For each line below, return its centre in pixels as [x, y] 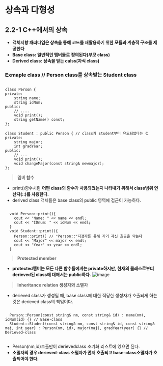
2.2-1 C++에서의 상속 [36, 30]
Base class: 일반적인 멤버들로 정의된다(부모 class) [61, 55]
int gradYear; [28, 146]
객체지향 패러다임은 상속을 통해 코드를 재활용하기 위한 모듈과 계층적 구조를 [82, 42]
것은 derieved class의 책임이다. [43, 302]
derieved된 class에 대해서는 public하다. [52, 275]
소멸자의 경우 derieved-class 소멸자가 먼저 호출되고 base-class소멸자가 [82, 353]
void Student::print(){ [34, 231]
